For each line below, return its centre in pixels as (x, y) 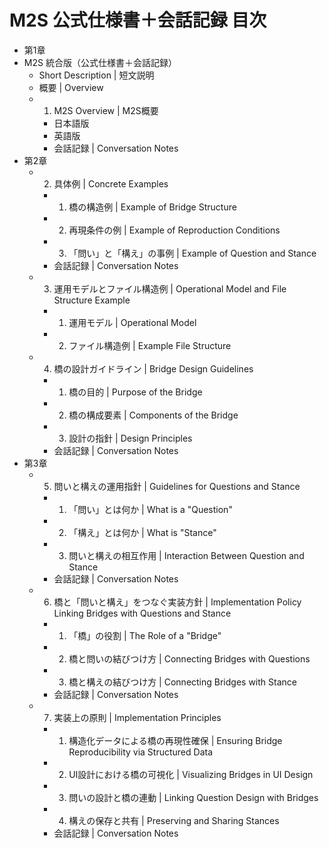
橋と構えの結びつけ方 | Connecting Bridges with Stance (182, 682)
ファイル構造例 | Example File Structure (150, 345)
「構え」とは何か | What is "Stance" (142, 532)
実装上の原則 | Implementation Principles (137, 717)
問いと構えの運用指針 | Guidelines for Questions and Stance (177, 486)
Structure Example (92, 300)
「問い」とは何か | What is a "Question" (150, 509)
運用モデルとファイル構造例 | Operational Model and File (170, 288)
